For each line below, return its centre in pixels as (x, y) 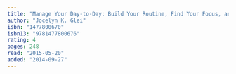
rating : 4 (22, 40)
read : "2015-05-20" (36, 54)
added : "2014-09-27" (38, 60)
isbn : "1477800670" (36, 27)
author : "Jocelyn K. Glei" (47, 20)
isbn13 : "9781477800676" (44, 33)
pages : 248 (23, 47)
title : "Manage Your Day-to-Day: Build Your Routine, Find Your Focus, (114, 14)
